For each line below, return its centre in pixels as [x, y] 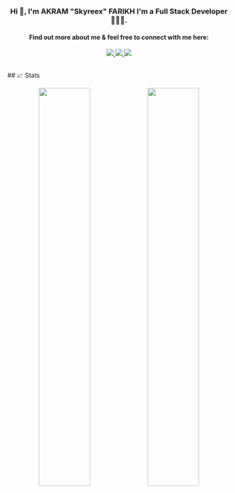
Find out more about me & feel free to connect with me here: [119, 37]
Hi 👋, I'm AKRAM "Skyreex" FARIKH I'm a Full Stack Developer [119, 11]
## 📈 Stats [24, 75]
